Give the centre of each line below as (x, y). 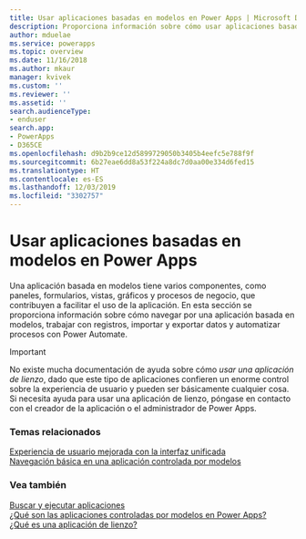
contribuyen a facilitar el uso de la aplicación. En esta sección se (131, 305)
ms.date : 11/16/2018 (49, 60)
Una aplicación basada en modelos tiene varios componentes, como (138, 285)
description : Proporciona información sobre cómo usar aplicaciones (142, 26)
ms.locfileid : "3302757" (56, 196)
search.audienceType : (51, 111)
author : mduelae (40, 35)
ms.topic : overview (46, 52)
